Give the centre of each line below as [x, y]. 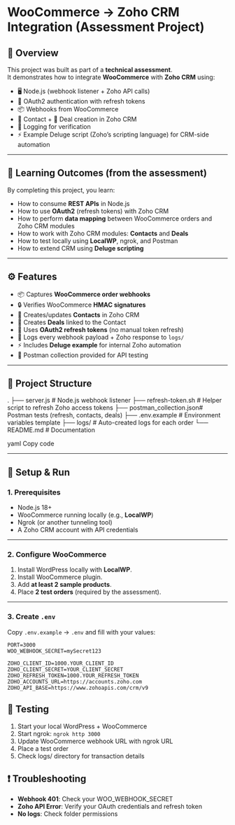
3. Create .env [31, 617]
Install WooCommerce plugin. [60, 577]
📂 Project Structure [50, 383]
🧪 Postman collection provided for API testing [83, 355]
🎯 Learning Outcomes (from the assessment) [107, 173]
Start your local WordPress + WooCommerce [82, 726]
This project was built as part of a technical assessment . [90, 70]
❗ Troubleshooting [47, 778]
